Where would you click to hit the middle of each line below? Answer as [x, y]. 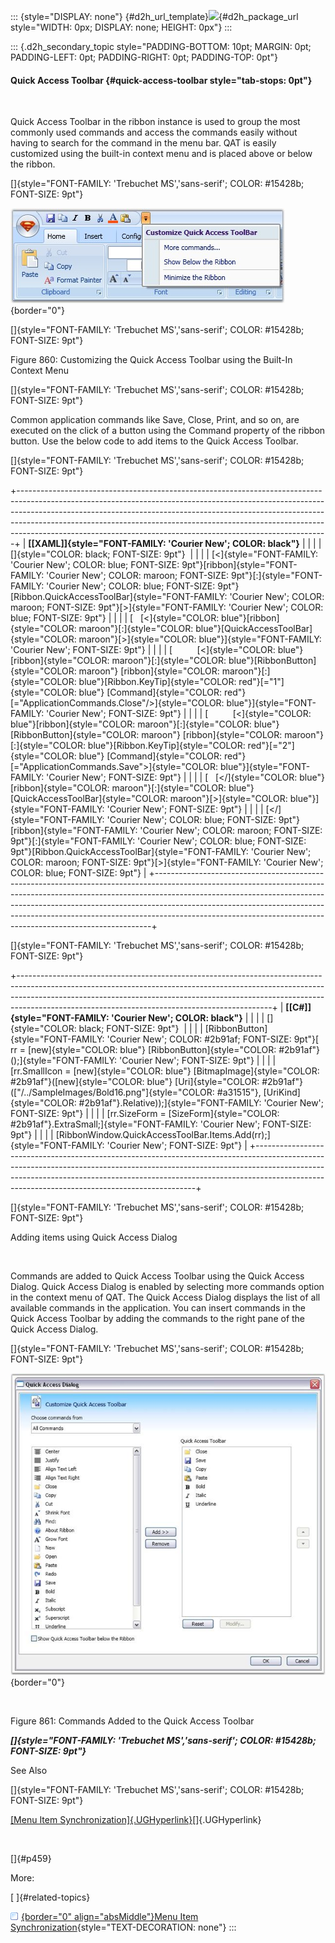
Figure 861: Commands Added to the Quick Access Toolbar [132, 1721]
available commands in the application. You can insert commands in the [158, 1308]
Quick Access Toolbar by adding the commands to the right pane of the [158, 1319]
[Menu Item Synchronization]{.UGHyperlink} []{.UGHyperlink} [136, 1820]
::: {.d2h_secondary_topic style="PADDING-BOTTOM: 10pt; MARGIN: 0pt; [161, 46]
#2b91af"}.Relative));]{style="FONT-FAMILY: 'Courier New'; [201, 1103]
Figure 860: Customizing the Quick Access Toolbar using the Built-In [151, 360]
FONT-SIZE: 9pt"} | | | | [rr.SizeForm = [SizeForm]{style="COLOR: [145, 1114]
